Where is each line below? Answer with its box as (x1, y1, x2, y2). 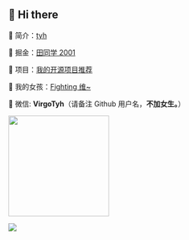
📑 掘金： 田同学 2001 (8, 48, 76, 57)
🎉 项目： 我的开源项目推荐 (8, 64, 93, 74)
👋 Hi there (8, 8, 59, 22)
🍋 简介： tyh (8, 30, 47, 40)
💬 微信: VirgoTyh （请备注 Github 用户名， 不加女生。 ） (8, 98, 186, 109)
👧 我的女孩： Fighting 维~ (8, 81, 91, 91)
